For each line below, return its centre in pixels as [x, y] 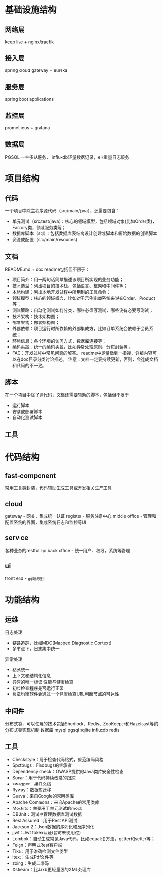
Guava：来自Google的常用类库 [43, 796]
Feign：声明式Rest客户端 [37, 845]
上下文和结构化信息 [31, 675]
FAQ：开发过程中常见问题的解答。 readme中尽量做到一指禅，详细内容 [82, 353]
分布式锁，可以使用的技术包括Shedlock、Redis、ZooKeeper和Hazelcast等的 [82, 724]
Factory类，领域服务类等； [39, 228]
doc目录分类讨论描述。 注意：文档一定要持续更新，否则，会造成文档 [89, 359]
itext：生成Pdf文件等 [33, 857]
